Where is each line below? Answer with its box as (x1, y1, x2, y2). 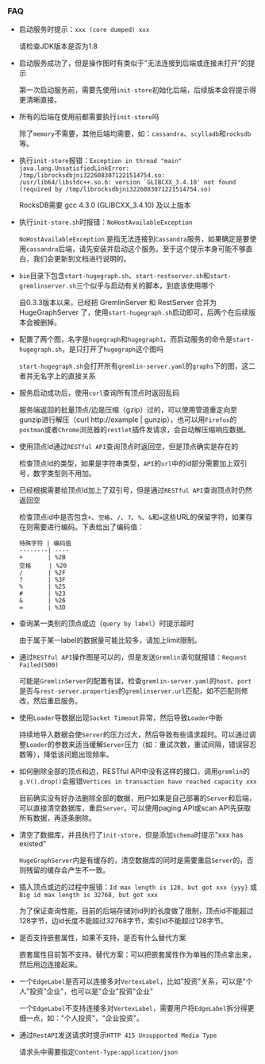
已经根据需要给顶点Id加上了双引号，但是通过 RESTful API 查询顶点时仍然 (18, 486, 252, 495)
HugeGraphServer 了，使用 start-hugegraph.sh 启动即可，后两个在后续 (18, 308, 249, 317)
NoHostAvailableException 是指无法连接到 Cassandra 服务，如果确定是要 (18, 234, 250, 244)
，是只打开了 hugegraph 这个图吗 (61, 344, 164, 354)
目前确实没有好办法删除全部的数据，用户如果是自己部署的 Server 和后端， (18, 793, 256, 803)
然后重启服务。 (33, 696, 83, 706)
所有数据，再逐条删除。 (18, 813, 96, 823)
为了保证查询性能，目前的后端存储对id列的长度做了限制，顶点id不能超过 (18, 906, 254, 915)
